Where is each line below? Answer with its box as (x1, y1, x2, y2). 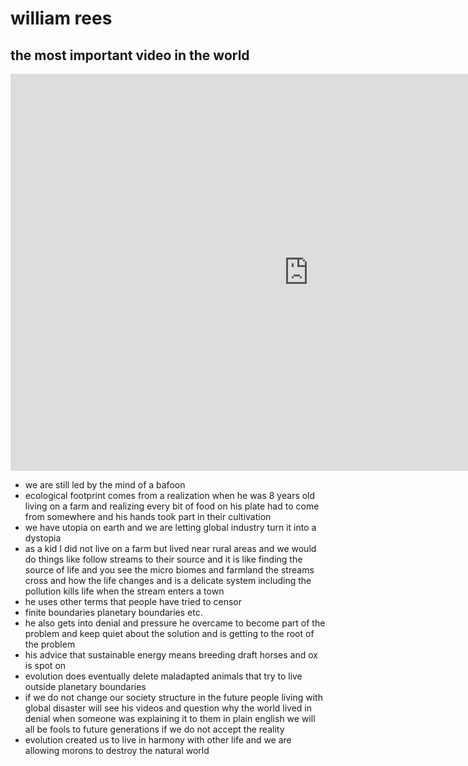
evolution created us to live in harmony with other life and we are (24, 734, 292, 746)
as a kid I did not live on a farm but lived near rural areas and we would (24, 543, 317, 554)
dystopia (24, 532, 62, 544)
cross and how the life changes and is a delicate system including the (24, 575, 312, 586)
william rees (10, 7, 113, 30)
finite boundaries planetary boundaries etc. (24, 607, 203, 618)
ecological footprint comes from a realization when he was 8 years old (24, 490, 316, 501)
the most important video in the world (10, 47, 250, 64)
